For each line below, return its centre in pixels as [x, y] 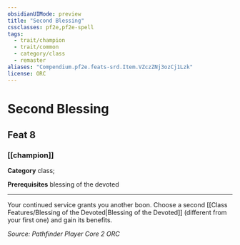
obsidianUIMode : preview [44, 14]
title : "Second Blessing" [46, 21]
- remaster [30, 61]
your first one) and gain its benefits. [60, 220]
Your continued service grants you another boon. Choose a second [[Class [117, 205]
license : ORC [27, 73]
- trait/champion [40, 41]
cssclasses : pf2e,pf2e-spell [51, 27]
